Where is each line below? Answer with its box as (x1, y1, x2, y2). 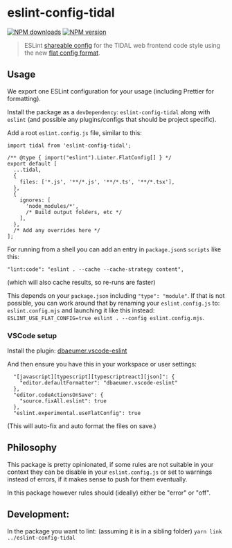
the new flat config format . (24, 48, 100, 57)
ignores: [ (19, 196, 51, 204)
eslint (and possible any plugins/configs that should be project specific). (7, 115, 217, 123)
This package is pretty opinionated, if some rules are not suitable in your (7, 460, 214, 468)
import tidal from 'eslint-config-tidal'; (7, 142, 132, 149)
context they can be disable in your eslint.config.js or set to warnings (7, 468, 213, 476)
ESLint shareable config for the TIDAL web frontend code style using (24, 41, 220, 49)
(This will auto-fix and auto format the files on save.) (7, 422, 157, 430)
